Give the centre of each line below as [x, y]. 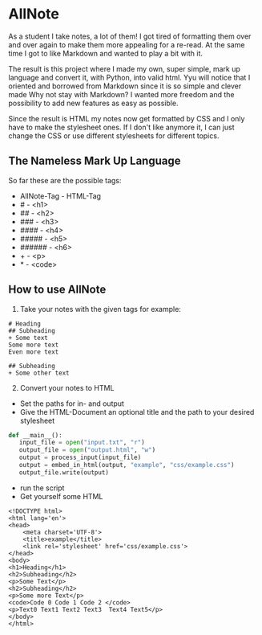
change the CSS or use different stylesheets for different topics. [114, 135]
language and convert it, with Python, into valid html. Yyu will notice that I [129, 77]
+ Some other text [39, 373]
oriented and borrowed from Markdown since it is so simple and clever [125, 86]
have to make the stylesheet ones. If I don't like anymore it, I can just [121, 127]
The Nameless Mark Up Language [95, 161]
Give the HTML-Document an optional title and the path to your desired [137, 412]
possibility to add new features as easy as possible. [93, 103]
